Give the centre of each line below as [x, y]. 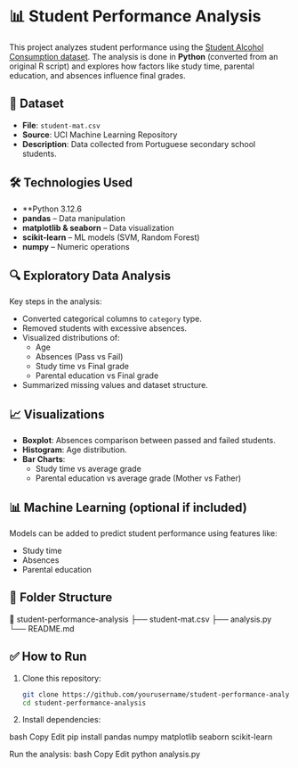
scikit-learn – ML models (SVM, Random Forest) [111, 237]
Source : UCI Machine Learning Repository [100, 135]
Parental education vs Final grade [97, 376]
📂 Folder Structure [61, 598]
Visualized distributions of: [71, 338]
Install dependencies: [61, 720]
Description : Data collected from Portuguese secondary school [139, 144]
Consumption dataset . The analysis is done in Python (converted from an [144, 56]
